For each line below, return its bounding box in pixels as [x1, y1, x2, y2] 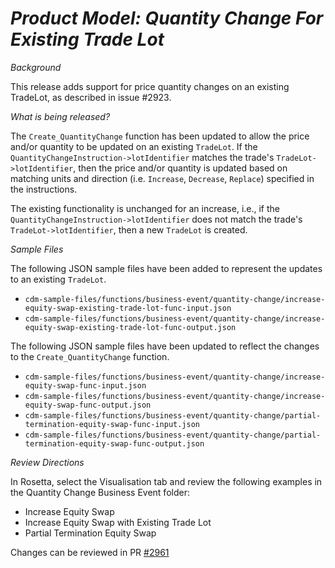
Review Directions [10, 456, 85, 468]
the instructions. [10, 183, 78, 195]
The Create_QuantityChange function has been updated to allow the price [10, 130, 310, 142]
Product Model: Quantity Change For [10, 7, 324, 30]
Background [10, 61, 62, 73]
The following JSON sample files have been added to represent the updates [10, 262, 323, 274]
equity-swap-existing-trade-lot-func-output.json [24, 322, 237, 332]
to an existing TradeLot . [10, 273, 107, 285]
